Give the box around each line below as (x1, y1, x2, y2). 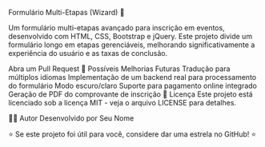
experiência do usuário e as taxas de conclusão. (8, 49, 168, 58)
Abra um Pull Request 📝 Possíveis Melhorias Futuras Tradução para (8, 64, 231, 73)
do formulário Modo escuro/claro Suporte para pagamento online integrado (8, 81, 258, 90)
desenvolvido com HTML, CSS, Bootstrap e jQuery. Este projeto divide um (8, 32, 253, 41)
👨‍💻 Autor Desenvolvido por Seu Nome (8, 113, 135, 123)
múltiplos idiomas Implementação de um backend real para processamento (8, 73, 257, 81)
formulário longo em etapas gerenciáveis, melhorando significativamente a (8, 40, 255, 50)
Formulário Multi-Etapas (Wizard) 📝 (8, 8, 125, 17)
